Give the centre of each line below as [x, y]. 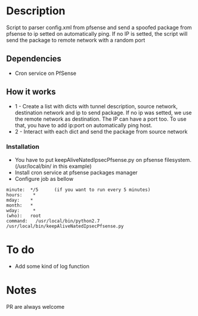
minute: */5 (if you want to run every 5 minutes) [78, 190]
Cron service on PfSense [45, 73]
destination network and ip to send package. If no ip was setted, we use [103, 112]
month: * [20, 205]
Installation [23, 147]
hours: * [21, 195]
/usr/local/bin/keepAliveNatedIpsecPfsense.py [65, 226]
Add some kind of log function [52, 266]
